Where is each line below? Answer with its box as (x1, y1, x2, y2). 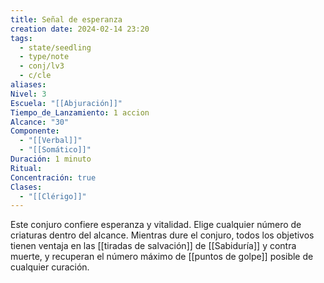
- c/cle (19, 71, 52, 81)
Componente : (10, 126, 60, 136)
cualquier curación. (10, 261, 90, 273)
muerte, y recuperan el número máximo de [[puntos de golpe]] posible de (10, 251, 314, 263)
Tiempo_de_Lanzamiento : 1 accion (10, 107, 150, 118)
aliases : (10, 80, 47, 90)
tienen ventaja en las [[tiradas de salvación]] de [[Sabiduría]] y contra (10, 240, 297, 252)
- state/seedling (19, 42, 92, 53)
